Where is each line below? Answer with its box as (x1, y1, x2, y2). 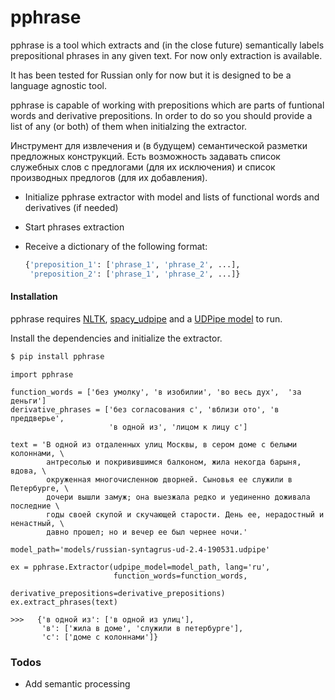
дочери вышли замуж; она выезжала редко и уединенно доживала (46, 492, 311, 502)
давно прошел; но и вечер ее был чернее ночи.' (46, 527, 248, 537)
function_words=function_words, (113, 571, 248, 581)
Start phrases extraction (24, 221, 125, 233)
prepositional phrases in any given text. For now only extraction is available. (10, 49, 323, 61)
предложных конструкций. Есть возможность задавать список (10, 150, 281, 162)
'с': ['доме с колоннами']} (41, 632, 159, 642)
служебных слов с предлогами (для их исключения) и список (10, 161, 276, 173)
